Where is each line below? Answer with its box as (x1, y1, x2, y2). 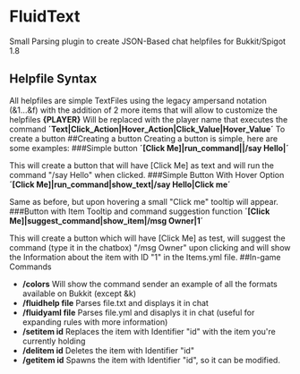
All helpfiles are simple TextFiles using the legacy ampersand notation (9, 95, 267, 106)
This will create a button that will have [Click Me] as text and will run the (9, 159, 275, 171)
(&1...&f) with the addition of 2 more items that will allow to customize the (9, 105, 278, 115)
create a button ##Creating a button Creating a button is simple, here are (9, 132, 279, 144)
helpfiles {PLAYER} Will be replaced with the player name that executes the (9, 114, 288, 124)
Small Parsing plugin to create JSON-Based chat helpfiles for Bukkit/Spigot (9, 36, 287, 47)
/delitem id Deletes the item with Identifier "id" (21, 344, 195, 355)
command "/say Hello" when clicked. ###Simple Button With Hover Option (9, 169, 285, 180)
